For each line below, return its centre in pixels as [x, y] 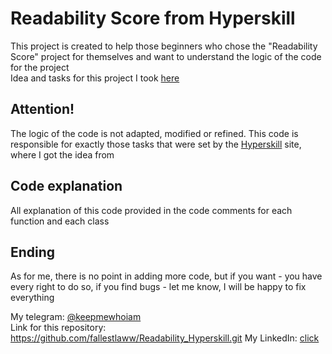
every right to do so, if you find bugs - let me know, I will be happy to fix [158, 287]
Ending [33, 252]
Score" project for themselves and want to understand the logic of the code [166, 56]
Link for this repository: [58, 328]
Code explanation [66, 186]
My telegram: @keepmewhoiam [76, 317]
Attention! [42, 109]
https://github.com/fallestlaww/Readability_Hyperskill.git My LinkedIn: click [165, 338]
